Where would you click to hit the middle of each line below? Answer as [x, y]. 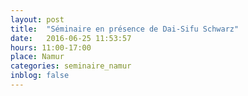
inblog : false [40, 76]
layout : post [37, 19]
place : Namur [37, 57]
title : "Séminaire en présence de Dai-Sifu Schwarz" [125, 29]
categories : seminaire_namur [71, 66]
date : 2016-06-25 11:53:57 [71, 38]
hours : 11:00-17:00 [51, 47]
